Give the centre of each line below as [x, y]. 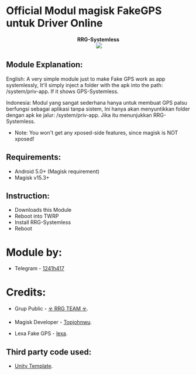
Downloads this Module [43, 210]
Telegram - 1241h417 [39, 269]
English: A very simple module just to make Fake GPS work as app [86, 79]
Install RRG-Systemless [43, 222]
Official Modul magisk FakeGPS [84, 11]
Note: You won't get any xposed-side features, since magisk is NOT [96, 132]
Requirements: [34, 157]
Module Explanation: [44, 65]
